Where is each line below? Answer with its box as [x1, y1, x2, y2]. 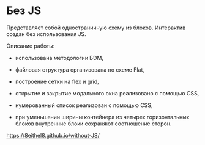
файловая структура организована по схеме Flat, [15, 65, 145, 73]
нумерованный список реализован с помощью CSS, [15, 102, 153, 109]
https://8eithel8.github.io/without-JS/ [6, 132, 100, 139]
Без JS [6, 4, 42, 18]
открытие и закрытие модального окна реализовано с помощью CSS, [15, 89, 199, 97]
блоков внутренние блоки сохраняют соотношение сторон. [15, 120, 172, 127]
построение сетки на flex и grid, [15, 78, 99, 85]
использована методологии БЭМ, [15, 54, 104, 61]
